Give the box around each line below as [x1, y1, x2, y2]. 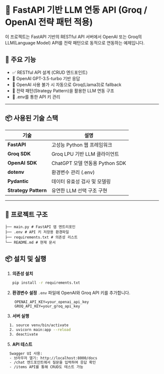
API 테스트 [12, 341, 33, 347]
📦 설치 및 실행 [5, 254, 46, 263]
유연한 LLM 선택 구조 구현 [51, 187, 107, 194]
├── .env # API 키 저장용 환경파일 [5, 230, 69, 235]
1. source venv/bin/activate [9, 323, 69, 328]
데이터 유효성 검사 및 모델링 [51, 178, 111, 185]
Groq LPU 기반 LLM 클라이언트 [51, 150, 120, 157]
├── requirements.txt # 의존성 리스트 [5, 235, 78, 240]
